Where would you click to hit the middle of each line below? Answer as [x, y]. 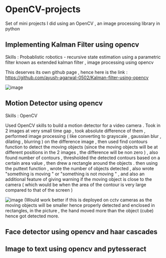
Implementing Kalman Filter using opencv [72, 45]
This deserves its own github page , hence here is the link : [66, 72]
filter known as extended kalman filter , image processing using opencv [79, 62]
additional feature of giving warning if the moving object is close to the [79, 179]
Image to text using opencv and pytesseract [76, 249]
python [13, 28]
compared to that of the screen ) [39, 190]
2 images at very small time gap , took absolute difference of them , [75, 131]
